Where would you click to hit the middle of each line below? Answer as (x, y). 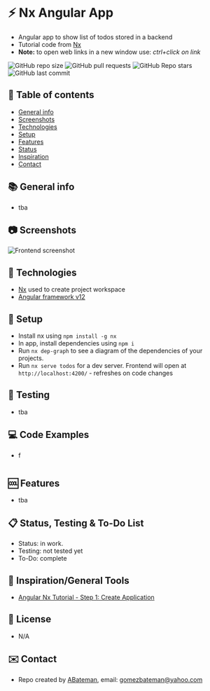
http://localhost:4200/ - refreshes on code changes (96, 373)
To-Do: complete (42, 559)
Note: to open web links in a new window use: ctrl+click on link (109, 52)
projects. (31, 358)
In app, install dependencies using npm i (76, 343)
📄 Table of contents (51, 95)
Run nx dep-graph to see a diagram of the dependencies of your (110, 351)
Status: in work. (41, 544)
